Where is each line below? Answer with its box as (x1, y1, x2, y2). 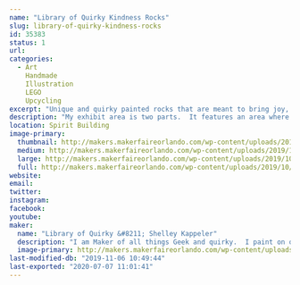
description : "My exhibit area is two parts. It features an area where (9, 113, 290, 122)
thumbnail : (17, 138, 58, 147)
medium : (17, 146, 46, 155)
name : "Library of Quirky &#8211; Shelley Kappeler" (17, 229, 218, 238)
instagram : (9, 196, 50, 205)
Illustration (25, 80, 74, 88)
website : (9, 171, 42, 180)
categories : (9, 54, 54, 63)
